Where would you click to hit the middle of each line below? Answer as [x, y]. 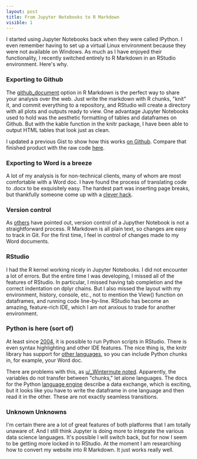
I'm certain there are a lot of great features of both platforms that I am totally [98, 425]
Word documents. [28, 242]
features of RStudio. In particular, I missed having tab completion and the [94, 282]
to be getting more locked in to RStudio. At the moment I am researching [94, 444]
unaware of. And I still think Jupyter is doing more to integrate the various [95, 431]
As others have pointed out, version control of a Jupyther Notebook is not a [98, 223]
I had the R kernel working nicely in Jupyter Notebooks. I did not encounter [97, 269]
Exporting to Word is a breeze [49, 163]
